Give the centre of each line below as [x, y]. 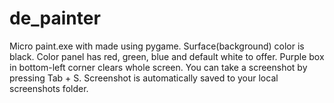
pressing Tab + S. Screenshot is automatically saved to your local [144, 78]
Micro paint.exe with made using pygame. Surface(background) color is [157, 46]
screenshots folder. [49, 88]
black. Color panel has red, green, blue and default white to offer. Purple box [167, 56]
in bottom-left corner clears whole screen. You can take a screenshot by [158, 67]
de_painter [55, 18]
